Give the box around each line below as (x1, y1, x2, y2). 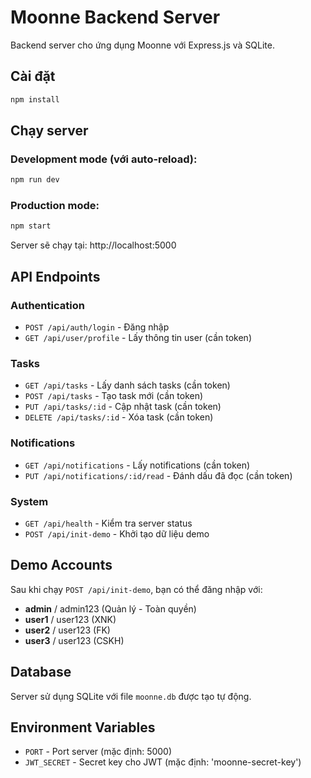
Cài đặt (10, 68, 56, 85)
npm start (10, 221, 52, 231)
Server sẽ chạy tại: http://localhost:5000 (10, 239, 177, 251)
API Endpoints (10, 268, 101, 285)
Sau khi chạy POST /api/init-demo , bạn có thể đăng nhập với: (10, 583, 263, 595)
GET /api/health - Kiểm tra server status (24, 517, 193, 529)
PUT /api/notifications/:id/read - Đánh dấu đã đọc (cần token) (24, 469, 293, 481)
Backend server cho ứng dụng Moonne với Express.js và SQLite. (10, 39, 276, 51)
